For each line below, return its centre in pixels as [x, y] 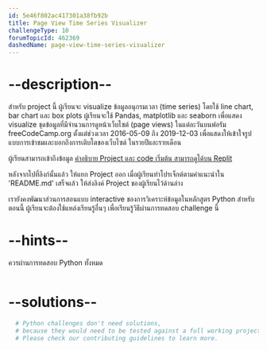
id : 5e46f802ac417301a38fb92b [58, 16]
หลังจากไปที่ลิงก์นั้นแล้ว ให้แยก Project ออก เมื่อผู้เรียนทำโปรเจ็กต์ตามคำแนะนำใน [116, 174]
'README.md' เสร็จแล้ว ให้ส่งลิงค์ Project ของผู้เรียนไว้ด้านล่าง [96, 183]
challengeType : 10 [39, 30]
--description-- [60, 85]
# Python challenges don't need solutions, [88, 323]
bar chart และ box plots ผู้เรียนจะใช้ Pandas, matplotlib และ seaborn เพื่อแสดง [125, 115]
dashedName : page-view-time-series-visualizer [87, 45]
